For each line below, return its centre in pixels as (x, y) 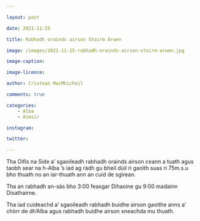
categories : (21, 105)
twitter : (17, 139)
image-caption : (26, 62)
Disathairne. (21, 193)
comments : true (26, 95)
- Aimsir (28, 117)
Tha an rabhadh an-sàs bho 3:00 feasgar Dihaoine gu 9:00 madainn (92, 186)
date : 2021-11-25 (28, 28)
